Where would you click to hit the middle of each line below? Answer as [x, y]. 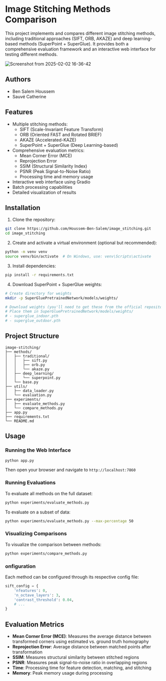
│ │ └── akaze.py [27, 369]
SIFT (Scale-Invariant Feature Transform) [62, 129]
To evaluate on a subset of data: [38, 512]
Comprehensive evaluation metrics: [48, 150]
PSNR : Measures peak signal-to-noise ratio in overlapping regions [80, 662]
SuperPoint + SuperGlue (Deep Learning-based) [69, 145]
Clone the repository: [34, 220]
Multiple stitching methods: [40, 124]
